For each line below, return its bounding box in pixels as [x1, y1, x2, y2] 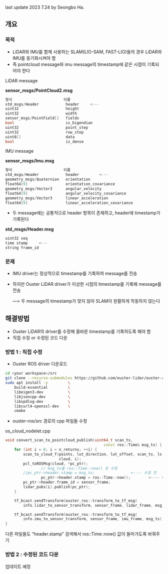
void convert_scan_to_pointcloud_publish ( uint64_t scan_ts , [5, 438, 133, 443]
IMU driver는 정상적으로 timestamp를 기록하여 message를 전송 [12, 271, 137, 277]
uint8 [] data [5, 134, 75, 140]
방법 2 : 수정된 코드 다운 [5, 551, 59, 558]
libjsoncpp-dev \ [14, 394, 70, 399]
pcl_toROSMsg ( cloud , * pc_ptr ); [23, 461, 88, 466]
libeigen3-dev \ [14, 389, 70, 395]
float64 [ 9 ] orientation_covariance [5, 182, 115, 187]
